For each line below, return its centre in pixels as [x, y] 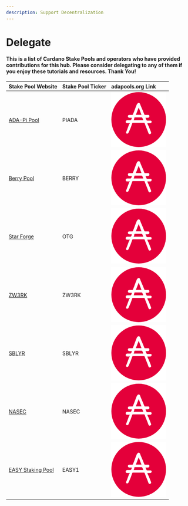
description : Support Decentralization [55, 12]
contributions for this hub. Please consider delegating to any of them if [94, 65]
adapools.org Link [134, 86]
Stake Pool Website [33, 86]
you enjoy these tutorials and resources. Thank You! [71, 71]
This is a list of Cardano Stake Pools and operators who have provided [93, 59]
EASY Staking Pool [31, 470]
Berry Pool [21, 178]
